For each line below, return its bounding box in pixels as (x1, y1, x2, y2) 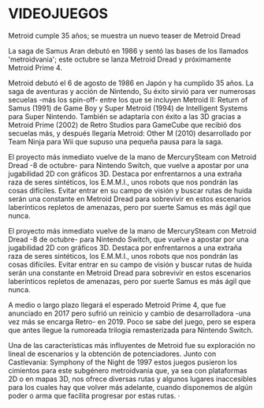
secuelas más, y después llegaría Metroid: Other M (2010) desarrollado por (8, 128, 252, 138)
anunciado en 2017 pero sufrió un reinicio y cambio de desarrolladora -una (8, 309, 251, 318)
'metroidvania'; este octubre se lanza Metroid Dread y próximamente (8, 54, 232, 64)
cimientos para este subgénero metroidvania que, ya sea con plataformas (8, 365, 247, 375)
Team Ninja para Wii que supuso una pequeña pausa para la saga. (8, 137, 223, 146)
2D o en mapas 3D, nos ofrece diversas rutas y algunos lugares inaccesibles (8, 374, 257, 384)
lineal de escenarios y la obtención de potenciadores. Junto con (8, 349, 217, 358)
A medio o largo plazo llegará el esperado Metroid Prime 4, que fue (8, 300, 226, 309)
